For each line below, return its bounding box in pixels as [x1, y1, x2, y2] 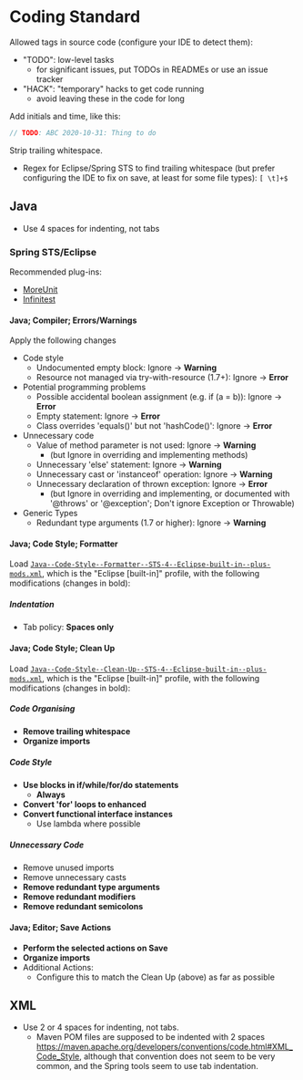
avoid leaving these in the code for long [35, 93, 185, 104]
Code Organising [9, 703, 76, 714]
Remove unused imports [22, 862, 115, 873]
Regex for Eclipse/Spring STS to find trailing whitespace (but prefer [22, 162, 276, 173]
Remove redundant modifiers [22, 891, 136, 902]
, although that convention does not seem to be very [78, 1051, 276, 1062]
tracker [35, 73, 64, 84]
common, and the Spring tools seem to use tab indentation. [35, 1061, 259, 1072]
